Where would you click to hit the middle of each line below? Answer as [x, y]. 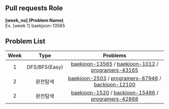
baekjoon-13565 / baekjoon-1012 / [115, 63]
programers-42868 [114, 98]
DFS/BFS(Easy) [45, 67]
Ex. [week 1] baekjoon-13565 [35, 25]
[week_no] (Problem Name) [34, 20]
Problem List [25, 41]
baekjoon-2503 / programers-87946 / [115, 78]
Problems [115, 55]
